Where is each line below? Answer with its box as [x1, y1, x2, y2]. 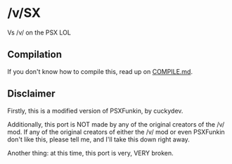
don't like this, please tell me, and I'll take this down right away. [7, 135, 190, 144]
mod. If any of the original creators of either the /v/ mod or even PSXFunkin [7, 127, 225, 136]
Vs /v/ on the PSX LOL [7, 28, 72, 37]
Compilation [7, 49, 62, 61]
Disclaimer [7, 88, 56, 100]
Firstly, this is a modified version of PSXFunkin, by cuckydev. [7, 106, 183, 115]
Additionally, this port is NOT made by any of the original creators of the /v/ [7, 120, 225, 128]
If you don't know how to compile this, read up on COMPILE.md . [7, 67, 193, 75]
